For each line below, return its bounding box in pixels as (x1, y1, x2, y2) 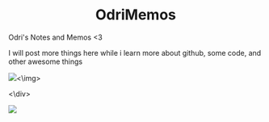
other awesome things (8, 57, 83, 66)
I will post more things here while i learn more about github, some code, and (8, 48, 262, 57)
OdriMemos (95, 6, 176, 24)
